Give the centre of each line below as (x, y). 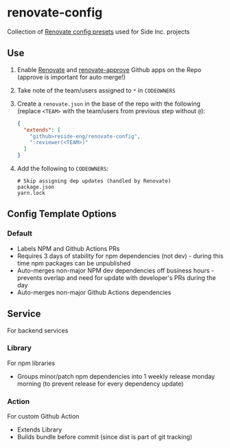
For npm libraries (31, 363)
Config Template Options (62, 214)
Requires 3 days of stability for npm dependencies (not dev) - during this (120, 256)
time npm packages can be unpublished (74, 263)
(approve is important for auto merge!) (71, 77)
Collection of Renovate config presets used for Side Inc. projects (99, 32)
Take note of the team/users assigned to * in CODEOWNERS (96, 90)
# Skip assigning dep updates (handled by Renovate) (94, 181)
